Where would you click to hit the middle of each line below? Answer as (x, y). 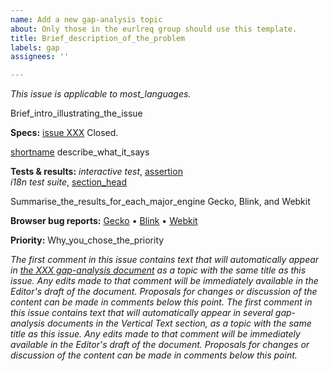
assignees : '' (40, 57)
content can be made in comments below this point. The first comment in (161, 302)
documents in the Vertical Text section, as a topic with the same (179, 323)
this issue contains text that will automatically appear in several (141, 313)
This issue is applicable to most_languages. (101, 94)
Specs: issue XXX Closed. (64, 133)
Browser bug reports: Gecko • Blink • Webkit (104, 221)
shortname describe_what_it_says (80, 152)
